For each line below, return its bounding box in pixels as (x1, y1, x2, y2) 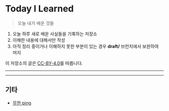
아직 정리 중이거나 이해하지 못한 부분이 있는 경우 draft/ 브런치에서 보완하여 (12, 43, 159, 49)
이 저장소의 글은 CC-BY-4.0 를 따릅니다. (5, 60, 83, 66)
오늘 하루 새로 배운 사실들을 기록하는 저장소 (12, 30, 98, 36)
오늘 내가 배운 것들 (17, 20, 54, 26)
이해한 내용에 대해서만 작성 (12, 37, 65, 43)
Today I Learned (5, 3, 74, 14)
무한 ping (12, 99, 32, 105)
